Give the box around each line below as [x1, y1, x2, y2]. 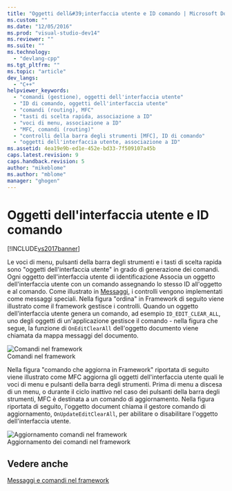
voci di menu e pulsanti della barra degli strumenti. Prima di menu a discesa [7, 380, 222, 389]
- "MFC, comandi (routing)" [13, 126, 95, 133]
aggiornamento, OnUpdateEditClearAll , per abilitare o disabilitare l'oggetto [7, 409, 218, 418]
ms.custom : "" [7, 17, 48, 24]
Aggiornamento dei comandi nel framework [7, 438, 131, 446]
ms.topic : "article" [7, 68, 67, 75]
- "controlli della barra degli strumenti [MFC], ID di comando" [13, 132, 206, 139]
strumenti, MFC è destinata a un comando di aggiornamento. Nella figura [7, 395, 215, 403]
